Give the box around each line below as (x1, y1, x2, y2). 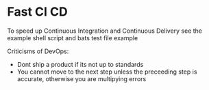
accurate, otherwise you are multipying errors (16, 74, 147, 82)
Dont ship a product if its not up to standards (16, 60, 144, 68)
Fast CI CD (7, 4, 68, 20)
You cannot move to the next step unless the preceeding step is (16, 67, 197, 76)
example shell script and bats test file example (7, 33, 138, 42)
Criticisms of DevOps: (7, 47, 69, 55)
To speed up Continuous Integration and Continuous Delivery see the (7, 27, 203, 35)
